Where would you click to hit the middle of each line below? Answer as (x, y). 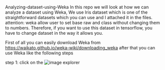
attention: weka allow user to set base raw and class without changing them (82, 23)
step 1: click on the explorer (43, 62)
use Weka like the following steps (39, 53)
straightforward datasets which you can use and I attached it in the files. (79, 17)
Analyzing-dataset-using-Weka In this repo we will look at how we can (77, 7)
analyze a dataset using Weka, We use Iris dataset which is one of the (76, 12)
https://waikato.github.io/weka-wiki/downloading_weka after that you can (80, 48)
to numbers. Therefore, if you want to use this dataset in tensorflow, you (79, 28)
